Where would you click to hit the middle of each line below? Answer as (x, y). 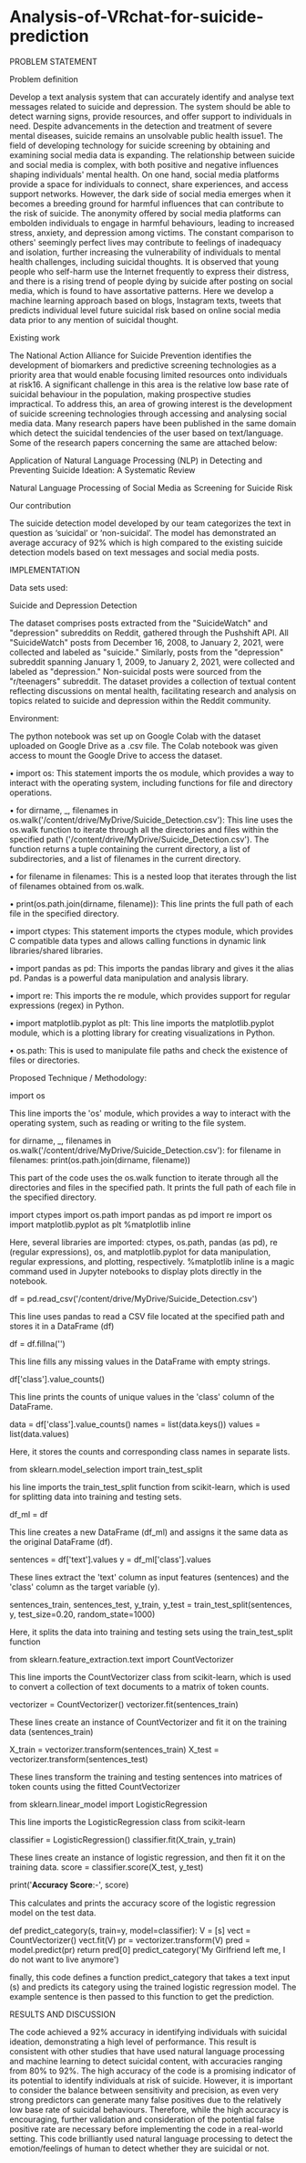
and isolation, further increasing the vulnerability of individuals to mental (145, 252)
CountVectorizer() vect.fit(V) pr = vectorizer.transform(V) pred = (130, 1940)
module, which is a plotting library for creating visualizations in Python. (143, 1033)
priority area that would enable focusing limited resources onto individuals (148, 374)
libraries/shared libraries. (56, 950)
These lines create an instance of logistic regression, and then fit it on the (148, 1857)
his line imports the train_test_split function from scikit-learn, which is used (150, 1486)
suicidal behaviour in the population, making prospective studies (130, 394)
